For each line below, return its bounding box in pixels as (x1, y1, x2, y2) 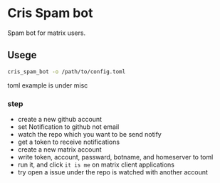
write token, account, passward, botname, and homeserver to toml (17, 152, 214, 161)
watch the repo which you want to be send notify (17, 130, 162, 138)
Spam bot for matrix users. (7, 28, 86, 37)
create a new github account (17, 115, 102, 123)
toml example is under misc (7, 80, 88, 90)
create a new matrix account (17, 145, 102, 154)
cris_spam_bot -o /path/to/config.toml (7, 68, 126, 75)
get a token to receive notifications (17, 137, 120, 146)
